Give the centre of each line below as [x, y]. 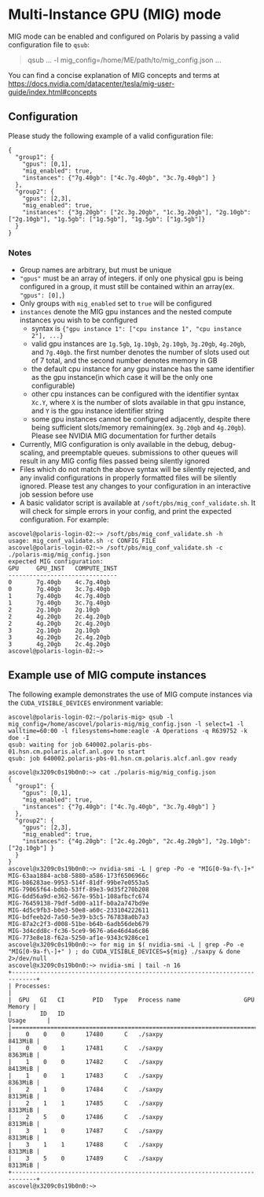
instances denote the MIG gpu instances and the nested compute [126, 312]
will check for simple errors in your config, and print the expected [125, 511]
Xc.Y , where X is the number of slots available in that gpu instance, [138, 403]
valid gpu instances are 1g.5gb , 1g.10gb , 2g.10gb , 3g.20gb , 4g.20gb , [138, 344]
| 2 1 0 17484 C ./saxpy [86, 1089]
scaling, [32, 453]
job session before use [57, 495]
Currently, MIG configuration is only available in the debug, [115, 444]
